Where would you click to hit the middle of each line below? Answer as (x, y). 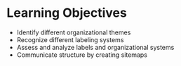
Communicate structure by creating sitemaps (82, 55)
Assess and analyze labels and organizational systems (95, 47)
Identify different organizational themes (74, 32)
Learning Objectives (67, 13)
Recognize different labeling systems (70, 39)
